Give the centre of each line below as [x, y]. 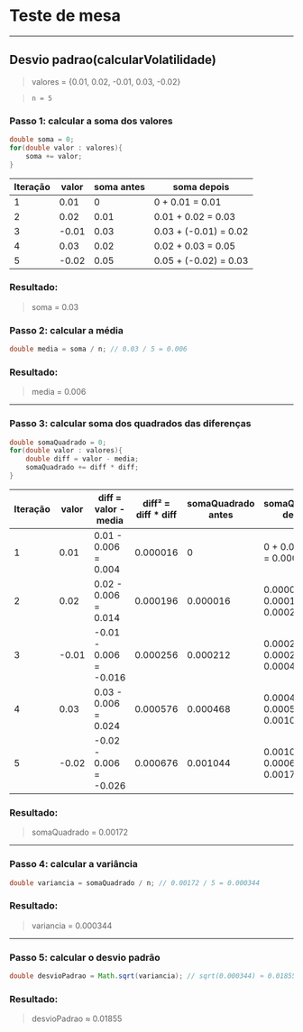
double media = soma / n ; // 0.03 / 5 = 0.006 [98, 349]
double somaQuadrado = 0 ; [58, 443]
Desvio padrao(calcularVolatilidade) [113, 60]
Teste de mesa [65, 16]
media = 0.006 [59, 392]
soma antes [120, 187]
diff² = [156, 503]
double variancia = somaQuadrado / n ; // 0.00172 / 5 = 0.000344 [134, 883]
